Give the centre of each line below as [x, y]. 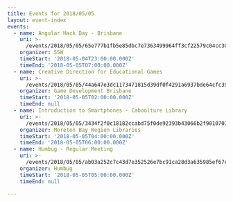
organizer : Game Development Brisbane [76, 91]
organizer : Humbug [46, 168]
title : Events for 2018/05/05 [51, 14]
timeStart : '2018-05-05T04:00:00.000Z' [77, 136]
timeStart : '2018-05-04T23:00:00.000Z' [77, 59]
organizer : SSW [42, 53]
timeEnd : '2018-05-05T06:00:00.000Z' [74, 143]
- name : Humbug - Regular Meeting [63, 149]
